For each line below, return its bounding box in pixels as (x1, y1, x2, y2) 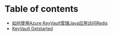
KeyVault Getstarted (11, 25, 53, 31)
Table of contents (4, 3, 79, 15)
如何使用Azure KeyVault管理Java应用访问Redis (11, 20, 108, 26)
